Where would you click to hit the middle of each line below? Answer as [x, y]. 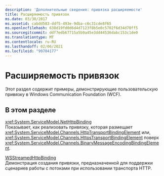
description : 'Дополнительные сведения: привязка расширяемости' [74, 10]
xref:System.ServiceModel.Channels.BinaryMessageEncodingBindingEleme [82, 143]
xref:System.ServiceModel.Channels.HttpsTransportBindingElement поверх [82, 138]
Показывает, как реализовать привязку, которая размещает [69, 127]
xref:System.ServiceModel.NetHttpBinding [48, 122]
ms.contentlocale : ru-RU [31, 42]
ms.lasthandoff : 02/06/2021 [34, 46]
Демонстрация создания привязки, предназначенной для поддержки [79, 163]
